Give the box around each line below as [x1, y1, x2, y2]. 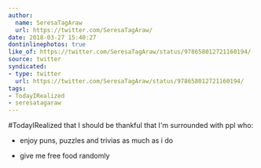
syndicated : [8, 63, 47, 71]
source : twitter [8, 56, 61, 64]
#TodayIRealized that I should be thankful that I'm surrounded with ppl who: [8, 121, 254, 130]
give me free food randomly [19, 151, 110, 161]
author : [8, 11, 34, 20]
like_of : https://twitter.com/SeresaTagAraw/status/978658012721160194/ [8, 48, 252, 56]
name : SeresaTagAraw [15, 19, 83, 27]
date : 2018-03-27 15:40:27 [8, 33, 97, 42]
